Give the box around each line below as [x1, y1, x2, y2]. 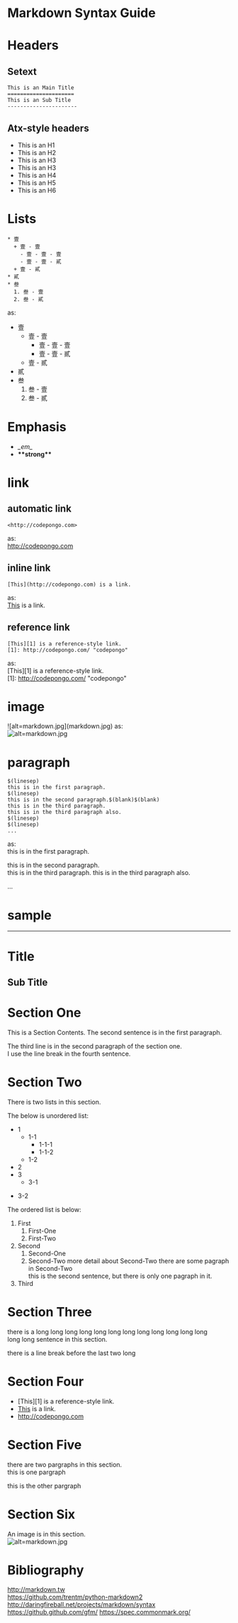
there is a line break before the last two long [7, 1348, 136, 1357]
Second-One [28, 1249, 66, 1257]
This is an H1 [17, 141, 55, 149]
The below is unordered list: [7, 1111, 89, 1120]
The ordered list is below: [7, 1205, 81, 1214]
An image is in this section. [7, 1529, 86, 1538]
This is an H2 [17, 149, 57, 157]
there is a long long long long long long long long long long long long [7, 1327, 208, 1336]
